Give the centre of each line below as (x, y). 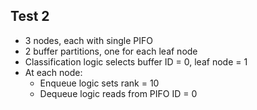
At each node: (53, 72)
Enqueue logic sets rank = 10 (99, 83)
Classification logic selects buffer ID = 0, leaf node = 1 (136, 61)
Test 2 (30, 16)
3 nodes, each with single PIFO (88, 40)
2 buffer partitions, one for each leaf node (111, 51)
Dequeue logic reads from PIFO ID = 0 (118, 93)
